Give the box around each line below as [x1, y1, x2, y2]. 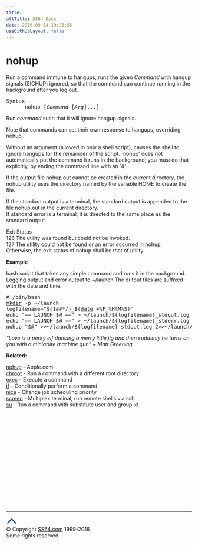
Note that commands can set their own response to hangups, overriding [6, 126, 181, 133]
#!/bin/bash [6, 294, 41, 301]
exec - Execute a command [6, 376, 72, 383]
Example [6, 258, 28, 265]
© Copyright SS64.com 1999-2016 [6, 526, 90, 533]
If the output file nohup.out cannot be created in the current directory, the [6, 174, 185, 181]
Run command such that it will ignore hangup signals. [6, 115, 137, 122]
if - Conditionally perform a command [6, 382, 98, 389]
